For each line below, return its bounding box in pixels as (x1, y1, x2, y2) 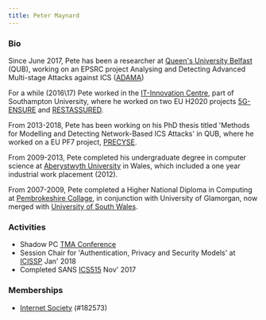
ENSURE (8, 105, 37, 114)
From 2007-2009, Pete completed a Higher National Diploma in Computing (8, 184, 253, 195)
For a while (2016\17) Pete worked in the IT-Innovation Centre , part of (8, 88, 234, 98)
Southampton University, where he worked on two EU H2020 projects (8, 96, 237, 106)
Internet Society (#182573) (19, 303, 108, 312)
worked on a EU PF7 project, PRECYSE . (8, 137, 137, 147)
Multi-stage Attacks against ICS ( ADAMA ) (8, 72, 145, 82)
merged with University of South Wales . (8, 202, 138, 211)
